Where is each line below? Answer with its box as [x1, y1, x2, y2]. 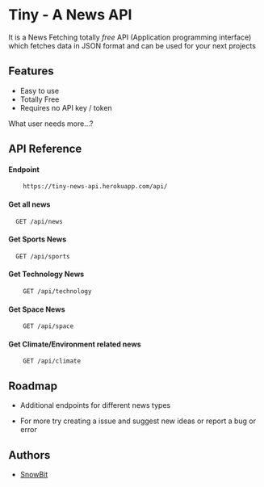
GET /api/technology [23, 287, 92, 296]
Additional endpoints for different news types [19, 401, 171, 410]
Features [8, 65, 54, 78]
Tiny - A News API [8, 6, 132, 24]
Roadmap [8, 379, 58, 393]
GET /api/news [15, 217, 63, 225]
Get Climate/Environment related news [8, 339, 141, 349]
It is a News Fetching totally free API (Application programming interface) [8, 32, 252, 42]
